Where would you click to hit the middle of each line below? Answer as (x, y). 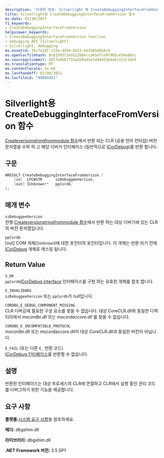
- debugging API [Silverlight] (37, 42)
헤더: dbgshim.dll (22, 430)
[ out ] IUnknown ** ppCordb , (43, 184)
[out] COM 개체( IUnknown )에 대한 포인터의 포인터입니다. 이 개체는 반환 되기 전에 (81, 243)
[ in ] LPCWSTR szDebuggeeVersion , (54, 180)
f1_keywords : (18, 23)
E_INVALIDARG (18, 291)
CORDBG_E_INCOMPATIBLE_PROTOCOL (38, 326)
